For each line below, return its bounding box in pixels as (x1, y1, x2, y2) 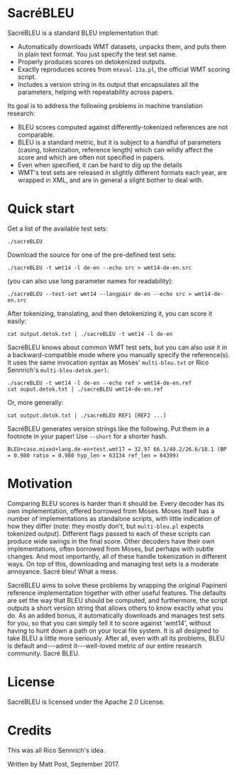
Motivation (7, 475, 73, 492)
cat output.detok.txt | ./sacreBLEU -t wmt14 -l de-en (7, 330, 173, 337)
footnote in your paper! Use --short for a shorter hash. (7, 432, 168, 441)
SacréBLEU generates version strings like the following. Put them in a (7, 424, 209, 433)
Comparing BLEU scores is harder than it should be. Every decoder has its (7, 499, 225, 507)
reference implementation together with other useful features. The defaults (7, 589, 226, 597)
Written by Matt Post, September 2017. (7, 759, 120, 768)
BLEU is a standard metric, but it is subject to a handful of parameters (17, 137, 221, 147)
